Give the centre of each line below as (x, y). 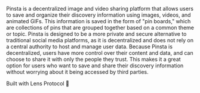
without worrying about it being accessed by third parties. (77, 72)
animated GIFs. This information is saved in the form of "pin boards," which (99, 21)
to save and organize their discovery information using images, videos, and (99, 15)
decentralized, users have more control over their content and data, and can (100, 53)
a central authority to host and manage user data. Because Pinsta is (90, 46)
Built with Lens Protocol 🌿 (38, 83)
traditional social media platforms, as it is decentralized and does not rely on (100, 40)
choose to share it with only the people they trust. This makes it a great (93, 59)
